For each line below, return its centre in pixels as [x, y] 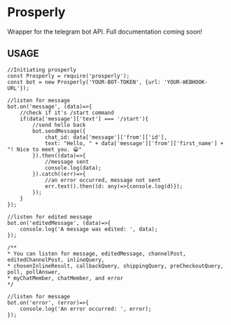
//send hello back [59, 125]
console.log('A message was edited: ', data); [89, 229]
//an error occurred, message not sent [103, 180]
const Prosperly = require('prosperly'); [69, 76]
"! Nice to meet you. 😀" [44, 149]
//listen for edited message [50, 217]
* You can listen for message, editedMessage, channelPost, [97, 254]
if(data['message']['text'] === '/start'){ [84, 119]
